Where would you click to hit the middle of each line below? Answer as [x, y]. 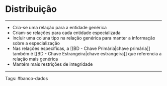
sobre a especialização [36, 43]
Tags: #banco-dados [27, 78]
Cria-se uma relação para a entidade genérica [59, 27]
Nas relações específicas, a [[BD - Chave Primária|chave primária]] [81, 48]
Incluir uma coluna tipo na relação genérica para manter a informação [84, 38]
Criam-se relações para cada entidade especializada [66, 33]
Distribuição [31, 9]
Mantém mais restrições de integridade [52, 64]
